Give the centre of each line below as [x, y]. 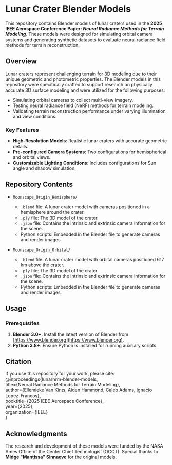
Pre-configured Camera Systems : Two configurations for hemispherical [90, 152]
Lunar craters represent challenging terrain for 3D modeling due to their [81, 74]
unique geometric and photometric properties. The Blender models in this [83, 79]
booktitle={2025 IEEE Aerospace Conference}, [55, 401]
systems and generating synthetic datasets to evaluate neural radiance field [85, 40]
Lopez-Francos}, [23, 396]
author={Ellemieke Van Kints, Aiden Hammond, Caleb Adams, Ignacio [79, 390]
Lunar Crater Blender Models [68, 9]
